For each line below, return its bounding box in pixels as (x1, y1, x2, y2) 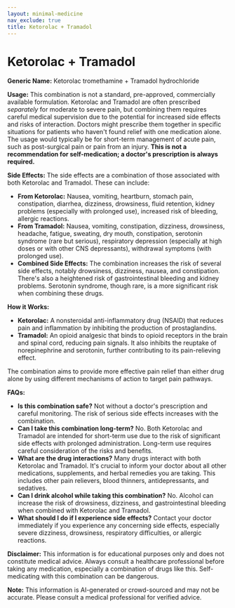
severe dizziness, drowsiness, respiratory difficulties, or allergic (17, 529, 202, 537)
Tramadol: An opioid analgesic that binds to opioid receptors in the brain (17, 331, 228, 340)
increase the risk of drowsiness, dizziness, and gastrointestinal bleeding (17, 499, 227, 508)
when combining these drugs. (17, 289, 104, 298)
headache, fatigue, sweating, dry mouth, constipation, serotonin (17, 230, 203, 238)
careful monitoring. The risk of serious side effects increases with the (17, 409, 219, 418)
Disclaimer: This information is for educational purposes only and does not (7, 550, 224, 558)
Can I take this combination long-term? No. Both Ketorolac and (17, 424, 203, 432)
